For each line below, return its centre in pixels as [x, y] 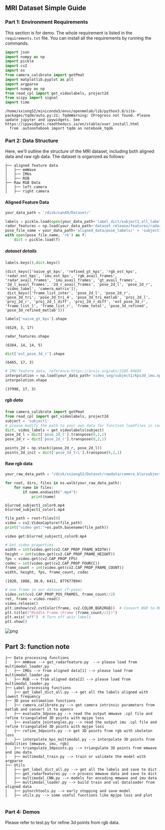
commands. [17, 43]
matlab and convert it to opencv [39, 710]
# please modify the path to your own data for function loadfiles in [79, 426]
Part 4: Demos [23, 812]
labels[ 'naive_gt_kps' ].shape [36, 319]
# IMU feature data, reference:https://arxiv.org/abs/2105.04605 [73, 371]
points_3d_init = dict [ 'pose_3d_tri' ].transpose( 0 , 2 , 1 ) [63, 453]
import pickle [20, 61]
